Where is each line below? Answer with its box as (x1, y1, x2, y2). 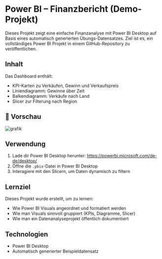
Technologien (5, 230, 48, 238)
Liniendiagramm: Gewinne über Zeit (12, 87, 85, 94)
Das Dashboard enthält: (5, 73, 53, 79)
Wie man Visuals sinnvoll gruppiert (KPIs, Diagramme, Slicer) (12, 210, 135, 217)
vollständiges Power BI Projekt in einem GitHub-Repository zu (5, 40, 130, 46)
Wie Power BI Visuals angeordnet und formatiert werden (12, 205, 127, 211)
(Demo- (109, 3, 142, 15)
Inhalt (5, 60, 23, 68)
